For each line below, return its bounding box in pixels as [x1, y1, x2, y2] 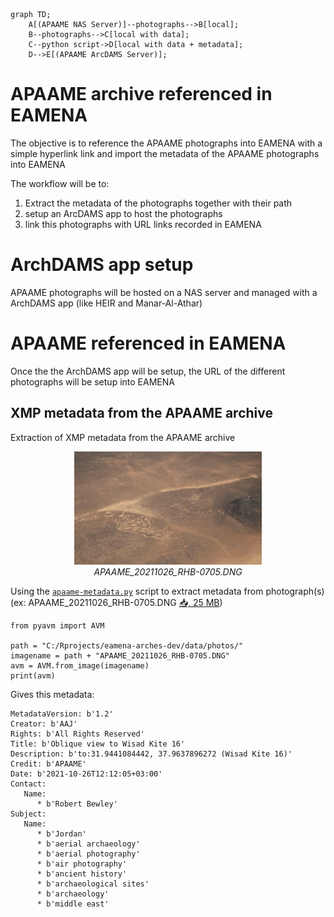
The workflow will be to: [10, 177, 110, 189]
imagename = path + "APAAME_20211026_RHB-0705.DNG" [10, 651, 230, 661]
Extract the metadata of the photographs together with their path [24, 197, 293, 209]
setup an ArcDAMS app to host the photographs [24, 207, 223, 219]
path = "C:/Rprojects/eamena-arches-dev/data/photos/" [10, 641, 244, 651]
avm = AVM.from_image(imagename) [10, 661, 150, 671]
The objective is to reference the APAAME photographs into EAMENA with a [10, 137, 323, 149]
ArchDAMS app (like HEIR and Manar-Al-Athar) [10, 297, 203, 309]
